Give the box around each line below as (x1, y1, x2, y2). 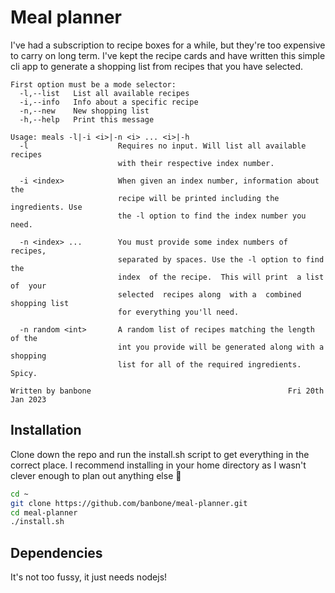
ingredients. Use (10, 202, 83, 212)
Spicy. (10, 368, 38, 378)
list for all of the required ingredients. (117, 359, 302, 370)
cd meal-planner (10, 507, 78, 518)
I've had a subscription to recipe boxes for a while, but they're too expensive (10, 39, 326, 51)
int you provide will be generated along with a (117, 342, 325, 352)
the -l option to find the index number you (117, 211, 307, 221)
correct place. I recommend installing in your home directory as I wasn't (10, 459, 307, 471)
